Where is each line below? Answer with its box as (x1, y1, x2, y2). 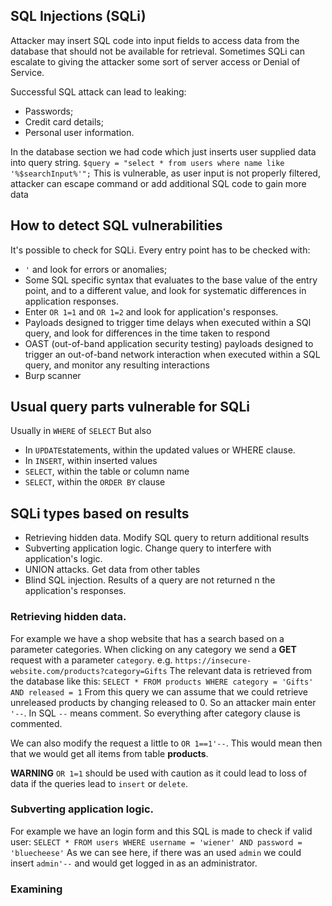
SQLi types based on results (10, 505, 190, 522)
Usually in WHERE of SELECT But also (10, 425, 152, 437)
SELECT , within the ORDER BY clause (24, 476, 166, 488)
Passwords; (24, 105, 74, 117)
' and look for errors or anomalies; (24, 263, 168, 275)
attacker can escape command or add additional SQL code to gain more (10, 177, 307, 189)
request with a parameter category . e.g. (10, 654, 173, 666)
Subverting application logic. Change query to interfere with (24, 542, 272, 554)
